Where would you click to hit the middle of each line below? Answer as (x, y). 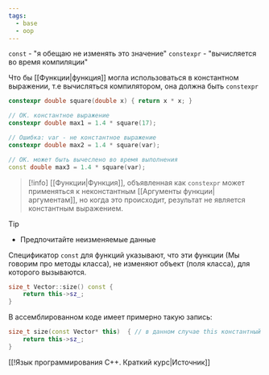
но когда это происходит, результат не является (162, 200)
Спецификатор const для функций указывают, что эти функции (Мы (124, 255)
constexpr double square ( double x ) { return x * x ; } (101, 101)
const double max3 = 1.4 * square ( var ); (77, 167)
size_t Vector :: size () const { (61, 286)
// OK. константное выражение (59, 116)
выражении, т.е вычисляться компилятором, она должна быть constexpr (134, 86)
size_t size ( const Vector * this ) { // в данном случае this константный (135, 332)
